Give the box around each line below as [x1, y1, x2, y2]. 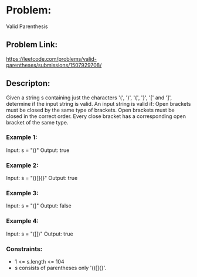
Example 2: [6, 161, 39, 169]
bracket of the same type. [6, 119, 69, 126]
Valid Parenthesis [6, 23, 48, 30]
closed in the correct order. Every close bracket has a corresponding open [6, 112, 186, 120]
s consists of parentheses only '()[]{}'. [14, 264, 107, 272]
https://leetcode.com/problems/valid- [6, 55, 97, 62]
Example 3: [6, 189, 39, 198]
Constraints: [6, 245, 43, 253]
